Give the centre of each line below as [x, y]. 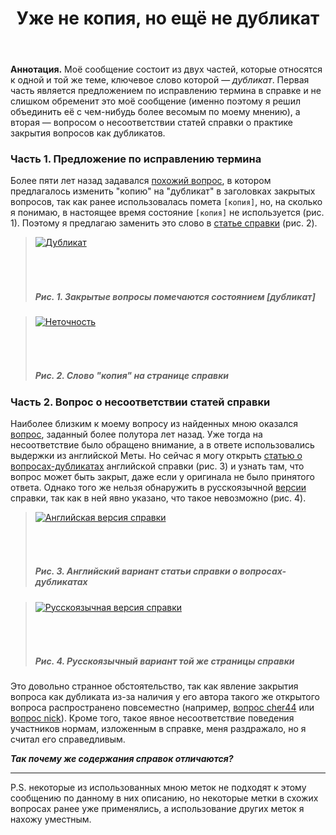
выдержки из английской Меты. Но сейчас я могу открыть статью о [156, 456]
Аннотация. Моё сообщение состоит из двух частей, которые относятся [166, 69]
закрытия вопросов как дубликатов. [88, 133]
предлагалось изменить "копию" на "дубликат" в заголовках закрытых [163, 191]
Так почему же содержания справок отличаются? [122, 759]
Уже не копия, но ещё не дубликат [168, 18]
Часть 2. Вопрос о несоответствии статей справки [140, 402]
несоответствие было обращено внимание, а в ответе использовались [162, 445]
